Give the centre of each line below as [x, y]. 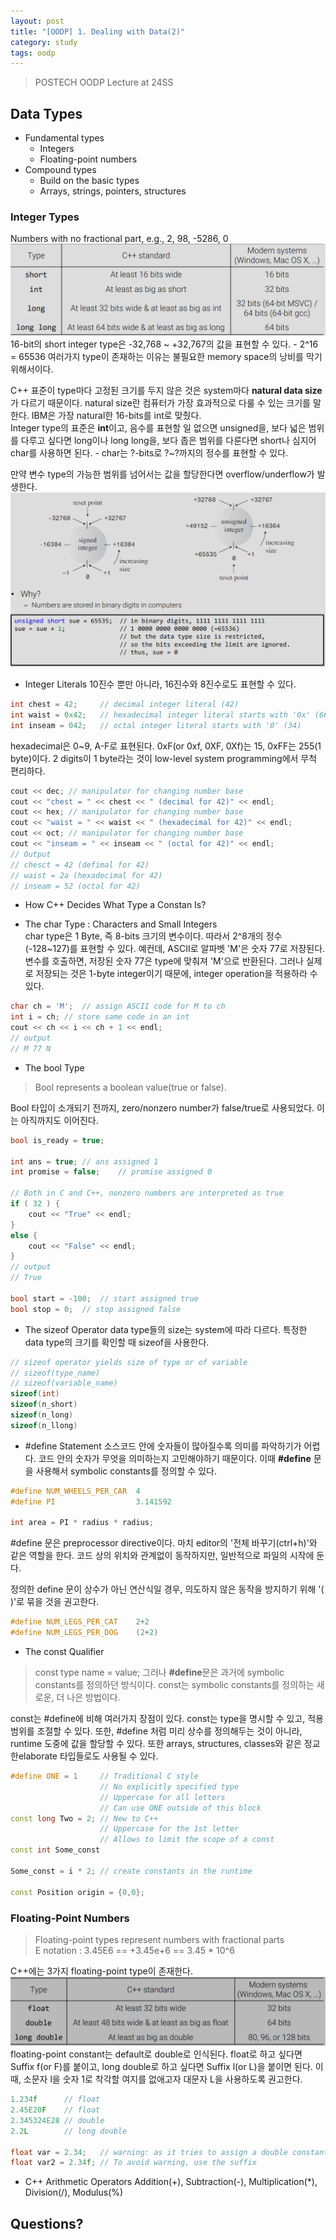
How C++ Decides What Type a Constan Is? [115, 905]
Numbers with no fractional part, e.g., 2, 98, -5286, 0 [119, 239]
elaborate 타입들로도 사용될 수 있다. [88, 1756]
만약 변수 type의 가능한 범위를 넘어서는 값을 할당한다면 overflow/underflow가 [162, 474]
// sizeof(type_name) [55, 1373]
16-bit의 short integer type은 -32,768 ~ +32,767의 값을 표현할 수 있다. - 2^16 [164, 344]
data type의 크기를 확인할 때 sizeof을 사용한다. [117, 1342]
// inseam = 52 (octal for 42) [75, 886]
